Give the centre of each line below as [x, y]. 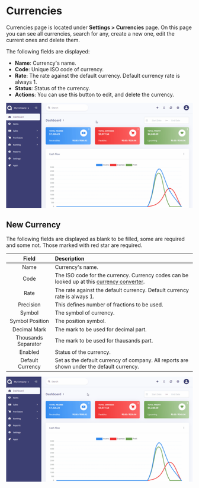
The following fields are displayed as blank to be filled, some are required [96, 239]
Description [70, 258]
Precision [29, 305]
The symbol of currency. [85, 313]
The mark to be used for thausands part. [104, 341]
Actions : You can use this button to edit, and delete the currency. [94, 94]
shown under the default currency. [97, 367]
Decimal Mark [29, 329]
